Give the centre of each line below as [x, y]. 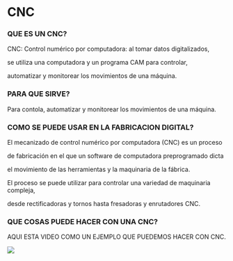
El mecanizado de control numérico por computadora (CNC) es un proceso [115, 143]
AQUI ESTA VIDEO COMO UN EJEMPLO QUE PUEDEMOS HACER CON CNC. [116, 237]
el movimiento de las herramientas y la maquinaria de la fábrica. [99, 169]
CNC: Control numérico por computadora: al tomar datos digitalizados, [109, 49]
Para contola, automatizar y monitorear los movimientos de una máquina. [112, 109]
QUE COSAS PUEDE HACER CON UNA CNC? [83, 222]
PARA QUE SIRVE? [39, 94]
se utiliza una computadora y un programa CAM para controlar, [97, 63]
